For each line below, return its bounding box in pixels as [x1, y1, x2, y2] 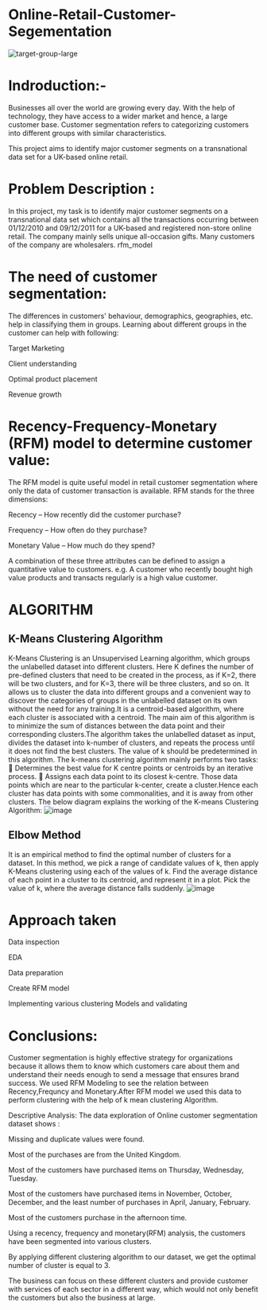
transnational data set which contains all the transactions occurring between [8, 215, 259, 224]
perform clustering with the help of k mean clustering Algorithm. [8, 1095, 219, 1105]
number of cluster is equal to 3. [8, 1261, 111, 1270]
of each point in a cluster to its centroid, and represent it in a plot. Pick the [8, 874, 250, 884]
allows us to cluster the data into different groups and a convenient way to [8, 687, 251, 696]
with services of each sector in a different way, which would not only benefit [8, 1285, 258, 1294]
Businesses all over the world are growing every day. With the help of [8, 103, 236, 112]
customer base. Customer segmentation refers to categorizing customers [8, 119, 249, 129]
